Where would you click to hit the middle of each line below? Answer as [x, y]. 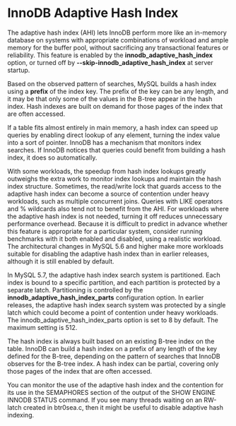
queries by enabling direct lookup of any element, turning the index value [114, 135]
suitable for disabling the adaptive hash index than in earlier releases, [108, 254]
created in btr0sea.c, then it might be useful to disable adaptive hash [123, 407]
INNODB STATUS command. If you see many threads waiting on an [105, 400]
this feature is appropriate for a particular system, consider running [105, 231]
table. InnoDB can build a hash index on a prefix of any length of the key [112, 348]
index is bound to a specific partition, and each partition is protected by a [114, 282]
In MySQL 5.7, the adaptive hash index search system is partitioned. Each [114, 275]
